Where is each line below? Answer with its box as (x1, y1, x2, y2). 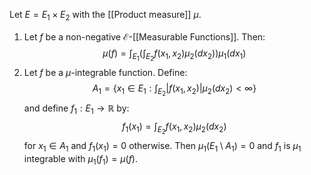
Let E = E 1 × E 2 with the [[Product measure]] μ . (9, 9, 202, 23)
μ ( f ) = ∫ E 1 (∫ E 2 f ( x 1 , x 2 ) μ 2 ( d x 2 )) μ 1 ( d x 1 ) (102, 47, 247, 63)
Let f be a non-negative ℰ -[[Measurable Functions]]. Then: (23, 30, 266, 43)
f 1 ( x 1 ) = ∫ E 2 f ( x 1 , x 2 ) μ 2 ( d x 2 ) (122, 120, 227, 136)
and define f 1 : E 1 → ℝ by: (23, 102, 130, 116)
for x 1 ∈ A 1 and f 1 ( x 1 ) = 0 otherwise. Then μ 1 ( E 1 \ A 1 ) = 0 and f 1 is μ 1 (23, 139, 302, 154)
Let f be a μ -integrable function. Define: (23, 66, 188, 78)
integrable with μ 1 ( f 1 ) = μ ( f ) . (23, 152, 139, 167)
